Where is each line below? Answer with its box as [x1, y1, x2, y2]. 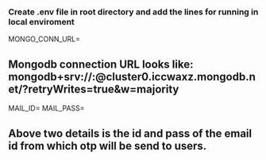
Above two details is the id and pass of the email [8, 127, 253, 140]
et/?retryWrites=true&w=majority [8, 82, 179, 96]
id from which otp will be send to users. [8, 139, 207, 153]
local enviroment [8, 16, 75, 27]
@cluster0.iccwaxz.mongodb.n [94, 70, 256, 84]
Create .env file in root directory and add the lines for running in [8, 6, 259, 18]
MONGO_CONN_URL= [8, 34, 81, 44]
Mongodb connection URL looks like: [8, 57, 194, 71]
